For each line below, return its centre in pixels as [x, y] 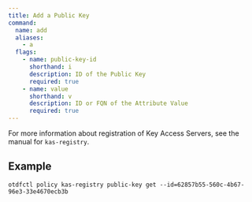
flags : [26, 52]
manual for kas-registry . [49, 142]
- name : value [45, 89]
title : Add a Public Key [49, 15]
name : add [31, 30]
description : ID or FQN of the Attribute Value [109, 103]
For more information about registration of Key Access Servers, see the [124, 133]
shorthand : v [50, 96]
